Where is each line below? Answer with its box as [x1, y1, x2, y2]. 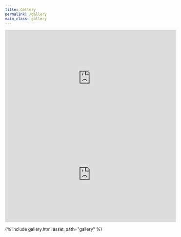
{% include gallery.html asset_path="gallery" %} [5, 226, 102, 232]
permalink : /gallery [5, 12, 47, 17]
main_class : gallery [5, 16, 47, 21]
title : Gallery [5, 7, 36, 12]
